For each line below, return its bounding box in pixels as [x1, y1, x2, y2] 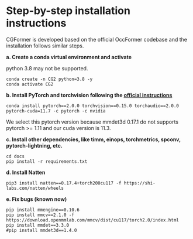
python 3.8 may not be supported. [6, 64, 88, 71]
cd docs [6, 153, 25, 159]
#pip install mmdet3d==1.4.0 [6, 227, 77, 233]
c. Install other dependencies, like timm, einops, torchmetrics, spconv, [6, 136, 181, 143]
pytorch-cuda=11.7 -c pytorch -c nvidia [6, 108, 106, 114]
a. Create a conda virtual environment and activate [6, 53, 132, 60]
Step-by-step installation [6, 4, 130, 18]
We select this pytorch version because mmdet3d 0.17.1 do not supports [6, 118, 178, 125]
